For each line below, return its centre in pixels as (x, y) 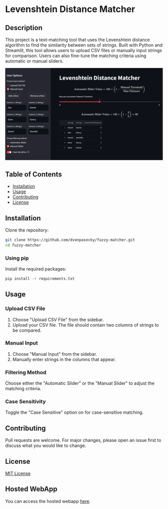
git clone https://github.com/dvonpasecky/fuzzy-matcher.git (70, 240)
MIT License (18, 473)
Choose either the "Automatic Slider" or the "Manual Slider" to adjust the (80, 383)
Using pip (17, 258)
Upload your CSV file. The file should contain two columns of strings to (85, 325)
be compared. (27, 330)
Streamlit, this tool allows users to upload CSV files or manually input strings (84, 50)
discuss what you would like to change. (46, 446)
